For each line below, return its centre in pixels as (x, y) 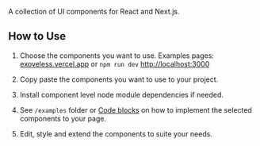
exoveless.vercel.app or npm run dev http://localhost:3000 (115, 63)
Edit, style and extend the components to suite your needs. (116, 133)
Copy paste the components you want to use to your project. (119, 79)
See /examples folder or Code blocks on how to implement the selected (136, 109)
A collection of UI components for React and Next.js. (94, 12)
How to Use (37, 36)
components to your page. (63, 118)
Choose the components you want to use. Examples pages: (117, 56)
